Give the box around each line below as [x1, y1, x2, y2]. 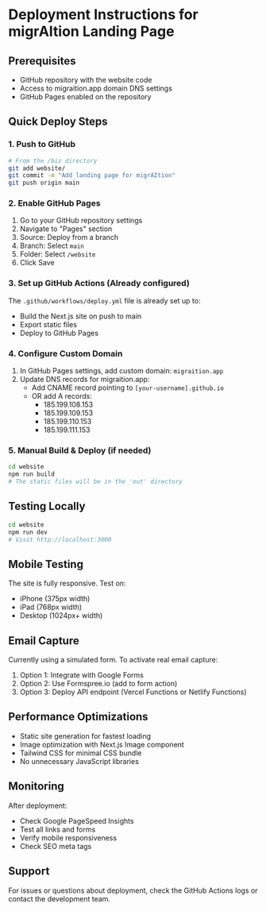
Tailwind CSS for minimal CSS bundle [19, 748, 142, 758]
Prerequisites [8, 54, 76, 68]
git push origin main [8, 179, 80, 187]
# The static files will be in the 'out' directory [8, 478, 183, 486]
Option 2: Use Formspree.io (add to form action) [19, 679, 178, 689]
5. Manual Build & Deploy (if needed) [8, 445, 152, 456]
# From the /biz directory [8, 156, 98, 164]
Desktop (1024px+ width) [19, 611, 103, 620]
